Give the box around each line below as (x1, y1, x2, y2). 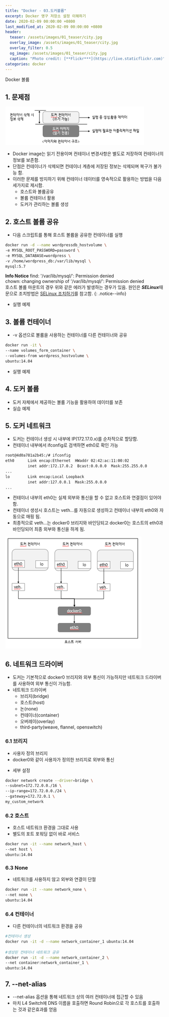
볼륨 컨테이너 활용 (20, 195, 55, 201)
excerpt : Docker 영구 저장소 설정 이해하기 (5, 13, 87, 19)
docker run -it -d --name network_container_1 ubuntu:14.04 (5, 939, 134, 944)
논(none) (20, 706, 38, 712)
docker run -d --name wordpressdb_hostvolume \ (5, 243, 107, 248)
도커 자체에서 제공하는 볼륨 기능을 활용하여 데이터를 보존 (12, 399, 123, 405)
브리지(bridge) (20, 693, 49, 699)
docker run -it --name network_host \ (5, 842, 87, 847)
